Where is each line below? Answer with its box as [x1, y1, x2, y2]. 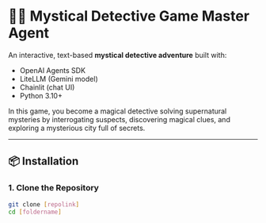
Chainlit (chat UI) [19, 83, 75, 92]
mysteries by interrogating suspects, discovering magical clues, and [8, 114, 231, 124]
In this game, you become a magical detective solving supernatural [8, 106, 227, 116]
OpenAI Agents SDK [19, 65, 85, 75]
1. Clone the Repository [8, 183, 99, 194]
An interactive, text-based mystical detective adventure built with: [8, 50, 227, 60]
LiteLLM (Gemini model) [19, 74, 98, 83]
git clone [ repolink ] [8, 200, 80, 209]
